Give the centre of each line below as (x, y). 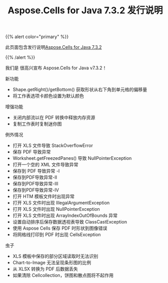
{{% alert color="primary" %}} (37, 37)
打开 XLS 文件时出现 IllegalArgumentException (61, 203)
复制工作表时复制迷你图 (37, 124)
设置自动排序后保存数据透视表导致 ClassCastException (70, 222)
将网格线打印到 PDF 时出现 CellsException (57, 235)
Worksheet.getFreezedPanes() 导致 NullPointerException (72, 158)
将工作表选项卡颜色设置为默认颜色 (48, 96)
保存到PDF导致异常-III (35, 184)
